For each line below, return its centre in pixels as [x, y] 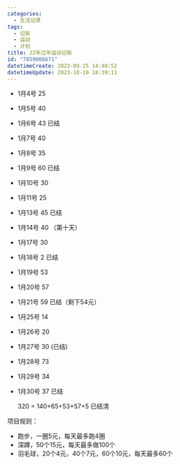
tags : [15, 27]
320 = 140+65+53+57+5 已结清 [63, 406]
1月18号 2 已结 [38, 257]
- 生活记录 [27, 20]
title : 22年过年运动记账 [40, 53]
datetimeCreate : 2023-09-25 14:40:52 [62, 66]
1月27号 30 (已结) [42, 346]
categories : [25, 14]
